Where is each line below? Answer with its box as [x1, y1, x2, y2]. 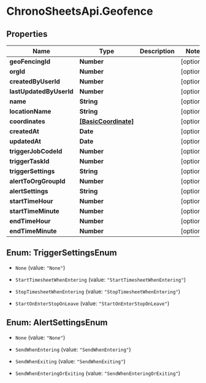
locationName [9, 107, 51, 115]
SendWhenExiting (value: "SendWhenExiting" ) [15, 357, 126, 365]
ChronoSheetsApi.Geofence [6, 4, 153, 18]
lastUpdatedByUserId [9, 87, 74, 96]
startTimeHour [9, 197, 53, 205]
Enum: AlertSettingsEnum [6, 317, 108, 328]
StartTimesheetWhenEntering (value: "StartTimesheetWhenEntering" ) [15, 276, 186, 283]
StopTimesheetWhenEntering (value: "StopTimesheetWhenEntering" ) [15, 287, 181, 295]
